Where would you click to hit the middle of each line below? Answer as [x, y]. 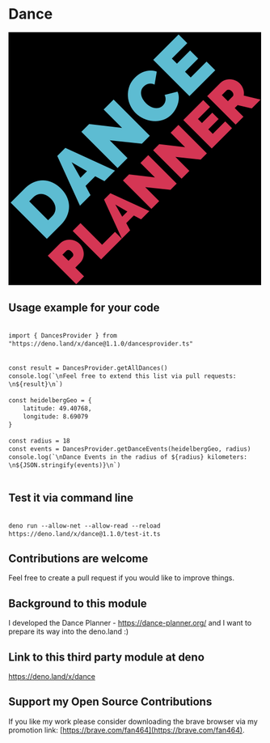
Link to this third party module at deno [106, 657]
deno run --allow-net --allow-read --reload [84, 526]
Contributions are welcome [78, 558]
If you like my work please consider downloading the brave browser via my [133, 721]
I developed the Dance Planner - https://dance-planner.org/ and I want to [130, 623]
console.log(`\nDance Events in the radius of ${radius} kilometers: [128, 457]
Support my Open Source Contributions [110, 702]
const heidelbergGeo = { [50, 400]
